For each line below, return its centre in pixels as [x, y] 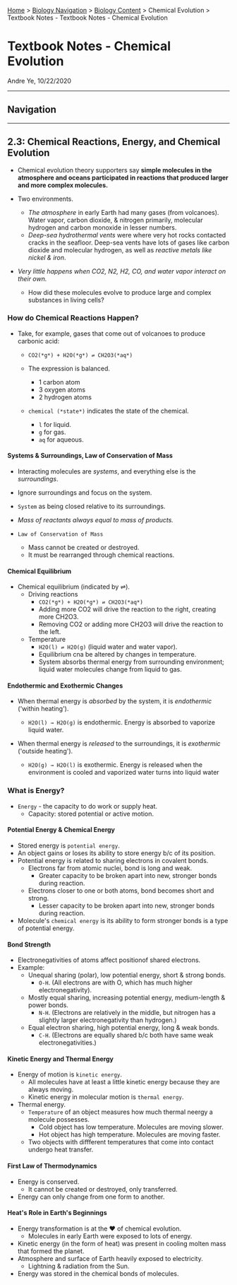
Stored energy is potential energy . [68, 845]
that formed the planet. [51, 1251]
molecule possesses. [59, 1120]
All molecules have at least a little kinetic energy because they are [124, 1082]
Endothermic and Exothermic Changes [65, 686]
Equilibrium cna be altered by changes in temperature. [117, 655]
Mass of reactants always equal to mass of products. [96, 520]
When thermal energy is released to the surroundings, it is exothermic [119, 744]
